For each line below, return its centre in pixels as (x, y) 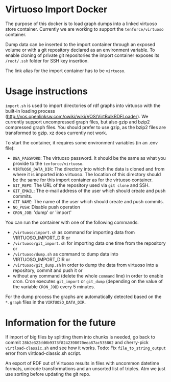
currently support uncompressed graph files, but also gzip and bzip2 (78, 122)
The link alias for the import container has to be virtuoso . (66, 71)
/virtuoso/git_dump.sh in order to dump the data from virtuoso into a (85, 265)
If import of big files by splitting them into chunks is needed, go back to (80, 337)
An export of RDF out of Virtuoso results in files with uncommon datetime (82, 363)
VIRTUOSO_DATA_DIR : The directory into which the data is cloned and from (89, 169)
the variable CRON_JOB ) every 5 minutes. (54, 286)
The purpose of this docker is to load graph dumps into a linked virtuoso (81, 24)
